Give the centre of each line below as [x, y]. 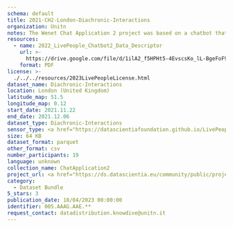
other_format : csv [34, 149]
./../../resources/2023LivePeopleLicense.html [82, 78]
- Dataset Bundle [38, 188]
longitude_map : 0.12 [37, 104]
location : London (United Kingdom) [59, 91]
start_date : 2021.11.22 [42, 110]
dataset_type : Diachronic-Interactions [65, 123]
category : [21, 181]
